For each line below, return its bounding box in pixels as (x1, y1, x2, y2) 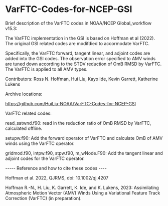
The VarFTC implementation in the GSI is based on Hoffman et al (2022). (5, 35, 155, 41)
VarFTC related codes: (5, 110, 52, 116)
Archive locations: (5, 91, 43, 97)
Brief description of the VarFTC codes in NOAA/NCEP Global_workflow (5, 20, 152, 26)
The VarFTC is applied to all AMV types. (5, 66, 88, 72)
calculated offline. (5, 125, 43, 131)
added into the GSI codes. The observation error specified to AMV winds (5, 55, 156, 61)
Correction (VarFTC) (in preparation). (5, 195, 82, 201)
